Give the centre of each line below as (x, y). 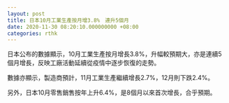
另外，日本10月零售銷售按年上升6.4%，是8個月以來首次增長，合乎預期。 (112, 92)
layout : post (26, 14)
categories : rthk (32, 33)
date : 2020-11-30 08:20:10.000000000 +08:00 (73, 27)
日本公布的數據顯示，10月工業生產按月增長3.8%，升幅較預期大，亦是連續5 (114, 54)
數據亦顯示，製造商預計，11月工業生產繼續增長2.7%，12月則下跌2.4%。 (111, 78)
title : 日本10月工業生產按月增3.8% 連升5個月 (68, 20)
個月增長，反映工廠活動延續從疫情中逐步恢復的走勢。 (84, 63)
